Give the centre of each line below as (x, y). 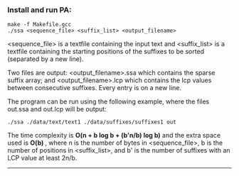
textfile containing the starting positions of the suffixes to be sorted (106, 52)
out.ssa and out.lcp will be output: (57, 109)
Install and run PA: (39, 10)
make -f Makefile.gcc (39, 25)
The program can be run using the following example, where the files (108, 101)
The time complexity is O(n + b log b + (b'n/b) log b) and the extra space (114, 136)
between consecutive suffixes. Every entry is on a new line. (94, 88)
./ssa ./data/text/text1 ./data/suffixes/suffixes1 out (92, 122)
